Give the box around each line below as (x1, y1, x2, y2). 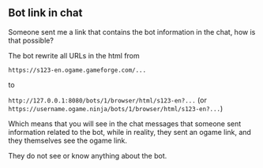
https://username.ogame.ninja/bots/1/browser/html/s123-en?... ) (8, 103, 224, 113)
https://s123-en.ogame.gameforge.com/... (8, 66, 147, 74)
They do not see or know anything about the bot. (8, 151, 167, 160)
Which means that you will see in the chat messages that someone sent (8, 118, 242, 129)
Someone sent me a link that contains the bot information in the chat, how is (8, 27, 256, 36)
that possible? (8, 35, 54, 45)
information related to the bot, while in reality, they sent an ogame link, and (8, 127, 251, 136)
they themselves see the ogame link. (8, 136, 128, 145)
